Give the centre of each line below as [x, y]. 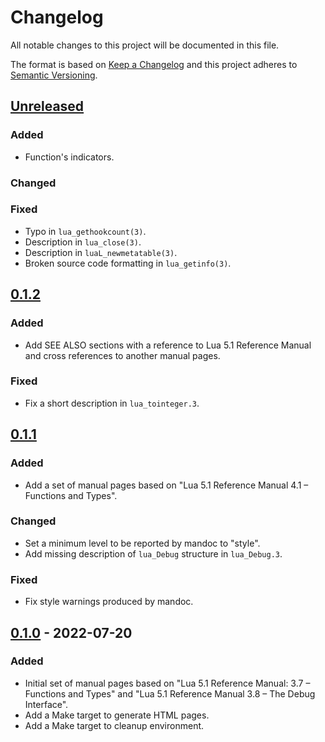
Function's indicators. [69, 157]
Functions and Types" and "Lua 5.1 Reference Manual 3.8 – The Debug [170, 693]
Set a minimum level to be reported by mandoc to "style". [142, 543]
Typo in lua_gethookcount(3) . [85, 231]
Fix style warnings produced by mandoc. [109, 602]
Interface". [46, 704]
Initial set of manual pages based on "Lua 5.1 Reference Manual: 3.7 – [167, 683]
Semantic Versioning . [54, 75]
